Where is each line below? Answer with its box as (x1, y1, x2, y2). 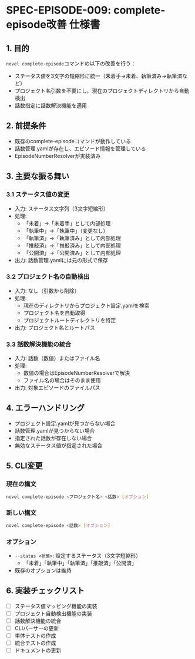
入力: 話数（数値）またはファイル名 (14, 355, 100, 362)
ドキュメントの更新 (14, 647, 62, 654)
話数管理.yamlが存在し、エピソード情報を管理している (14, 145, 146, 152)
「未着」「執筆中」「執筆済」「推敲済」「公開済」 (23, 559, 137, 566)
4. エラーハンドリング (6, 403, 85, 413)
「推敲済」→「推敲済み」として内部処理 (23, 242, 122, 249)
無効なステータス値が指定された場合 (14, 441, 103, 449)
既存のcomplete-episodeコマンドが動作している (14, 137, 131, 144)
